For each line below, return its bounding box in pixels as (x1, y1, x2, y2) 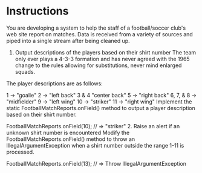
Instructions (6, 4, 69, 18)
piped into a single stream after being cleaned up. (6, 37, 130, 44)
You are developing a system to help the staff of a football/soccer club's (6, 24, 186, 31)
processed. (6, 148, 34, 155)
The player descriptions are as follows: (6, 80, 103, 87)
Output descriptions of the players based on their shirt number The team (15, 48, 197, 56)
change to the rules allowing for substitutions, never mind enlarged (15, 62, 182, 69)
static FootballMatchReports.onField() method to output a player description (6, 104, 195, 111)
